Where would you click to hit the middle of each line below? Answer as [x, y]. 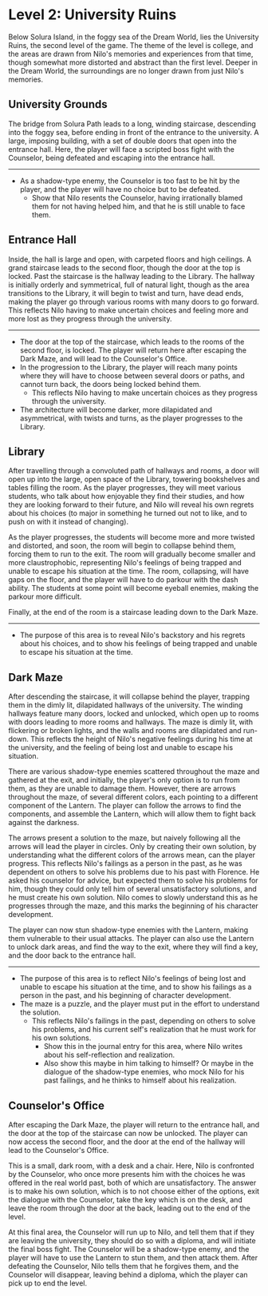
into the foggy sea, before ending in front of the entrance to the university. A [134, 132]
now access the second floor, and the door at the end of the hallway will [127, 1142]
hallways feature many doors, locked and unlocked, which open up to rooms [134, 714]
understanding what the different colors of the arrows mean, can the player [132, 855]
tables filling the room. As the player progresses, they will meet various [125, 488]
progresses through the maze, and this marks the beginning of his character [134, 906]
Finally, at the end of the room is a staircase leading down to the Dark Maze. [133, 612]
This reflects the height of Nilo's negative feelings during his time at [142, 739]
